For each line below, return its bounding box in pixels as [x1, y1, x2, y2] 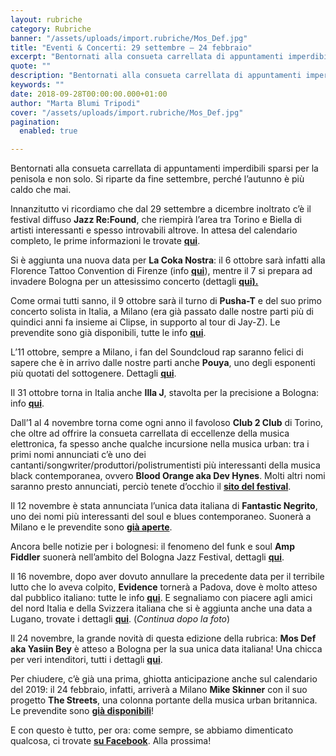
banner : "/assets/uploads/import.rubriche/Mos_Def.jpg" [10, 33, 248, 43]
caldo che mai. [10, 184, 72, 196]
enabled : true [19, 126, 78, 136]
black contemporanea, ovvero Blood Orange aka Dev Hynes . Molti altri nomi [10, 470, 326, 482]
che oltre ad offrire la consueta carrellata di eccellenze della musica [10, 427, 290, 440]
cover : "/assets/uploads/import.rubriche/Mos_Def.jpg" [10, 107, 244, 118]
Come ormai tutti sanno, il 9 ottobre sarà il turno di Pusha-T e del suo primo [10, 295, 323, 307]
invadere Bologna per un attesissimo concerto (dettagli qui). [10, 276, 259, 288]
